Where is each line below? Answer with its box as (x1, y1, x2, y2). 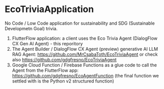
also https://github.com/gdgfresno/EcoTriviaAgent (12, 56, 117, 62)
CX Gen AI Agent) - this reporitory (12, 40, 83, 46)
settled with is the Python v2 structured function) (12, 78, 115, 84)
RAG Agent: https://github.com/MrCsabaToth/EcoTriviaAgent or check (12, 51, 158, 57)
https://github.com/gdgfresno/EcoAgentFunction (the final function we (12, 72, 159, 78)
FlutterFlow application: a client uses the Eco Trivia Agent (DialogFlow (12, 35, 157, 41)
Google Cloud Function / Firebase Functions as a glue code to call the (12, 62, 157, 68)
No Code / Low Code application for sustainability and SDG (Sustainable (5, 20, 155, 26)
